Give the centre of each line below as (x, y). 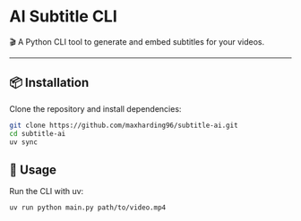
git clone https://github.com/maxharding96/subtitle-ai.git (124, 125)
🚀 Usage (33, 170)
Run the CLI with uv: (47, 191)
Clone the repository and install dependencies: (95, 108)
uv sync (24, 142)
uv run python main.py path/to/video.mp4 (88, 208)
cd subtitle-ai (38, 133)
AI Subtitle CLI (64, 17)
